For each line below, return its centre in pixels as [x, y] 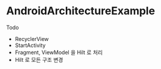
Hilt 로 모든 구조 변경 [39, 59]
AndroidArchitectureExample [81, 11]
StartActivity [30, 45]
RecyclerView [32, 39]
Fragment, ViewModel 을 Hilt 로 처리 [59, 52]
